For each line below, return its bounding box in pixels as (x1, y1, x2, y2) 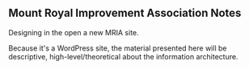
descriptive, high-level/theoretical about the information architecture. (8, 51, 238, 61)
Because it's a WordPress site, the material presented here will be (8, 43, 227, 53)
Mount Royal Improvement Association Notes (8, 6, 242, 20)
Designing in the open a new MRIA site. (8, 27, 139, 37)
